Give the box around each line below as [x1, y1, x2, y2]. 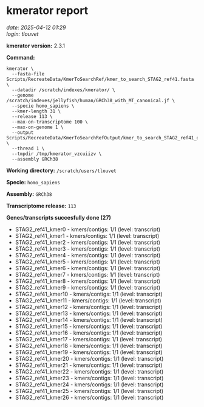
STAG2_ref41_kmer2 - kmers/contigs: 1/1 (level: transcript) [15, 238, 161, 246]
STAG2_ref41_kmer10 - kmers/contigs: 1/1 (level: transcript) [15, 290, 163, 297]
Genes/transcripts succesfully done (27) [6, 214, 111, 221]
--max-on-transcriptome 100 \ [12, 119, 88, 125]
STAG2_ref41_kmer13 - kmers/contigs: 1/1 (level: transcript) [15, 310, 163, 317]
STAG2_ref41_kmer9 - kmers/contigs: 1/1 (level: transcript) [15, 284, 161, 291]
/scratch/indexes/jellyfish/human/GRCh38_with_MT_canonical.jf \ [6, 97, 175, 103]
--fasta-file [12, 71, 45, 77]
